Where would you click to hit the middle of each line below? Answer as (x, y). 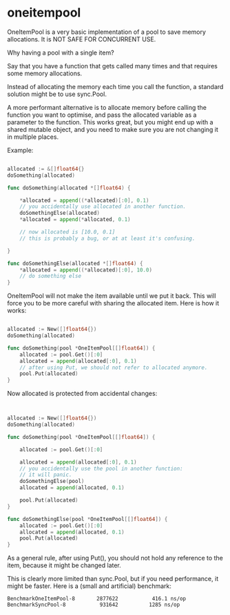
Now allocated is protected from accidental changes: (82, 394)
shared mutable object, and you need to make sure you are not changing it (113, 129)
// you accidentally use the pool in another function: (102, 469)
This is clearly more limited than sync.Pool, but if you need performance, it (113, 579)
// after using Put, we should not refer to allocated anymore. (114, 368)
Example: (20, 150)
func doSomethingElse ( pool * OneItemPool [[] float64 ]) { (87, 519)
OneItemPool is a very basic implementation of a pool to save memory (107, 32)
